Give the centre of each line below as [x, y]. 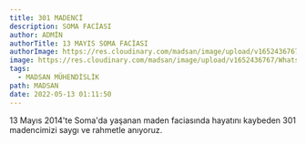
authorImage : [34, 52]
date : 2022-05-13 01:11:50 [61, 94]
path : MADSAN [34, 86]
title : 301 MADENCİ [46, 18]
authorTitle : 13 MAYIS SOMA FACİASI [79, 43]
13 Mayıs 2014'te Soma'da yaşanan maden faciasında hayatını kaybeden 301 [153, 120]
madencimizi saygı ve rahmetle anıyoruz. [86, 129]
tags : [20, 69]
